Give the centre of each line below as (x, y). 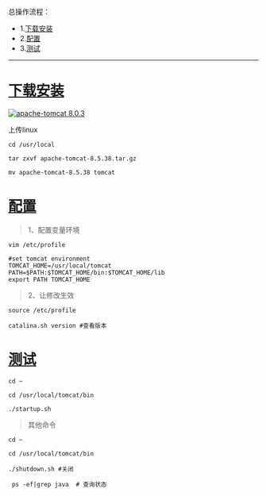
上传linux (23, 129)
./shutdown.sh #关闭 (41, 469)
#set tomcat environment (49, 259)
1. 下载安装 (36, 29)
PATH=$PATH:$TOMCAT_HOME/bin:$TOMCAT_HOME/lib (87, 272)
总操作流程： (29, 12)
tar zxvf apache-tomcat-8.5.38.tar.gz (72, 158)
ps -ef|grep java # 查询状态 (59, 484)
